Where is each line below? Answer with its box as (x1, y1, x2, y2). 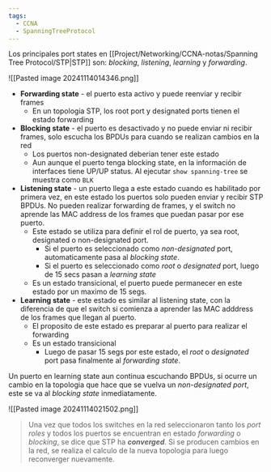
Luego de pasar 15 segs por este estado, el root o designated (44, 347, 249, 357)
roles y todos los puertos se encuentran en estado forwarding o (28, 428, 241, 438)
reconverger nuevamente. (28, 454, 115, 464)
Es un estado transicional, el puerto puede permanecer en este (32, 279, 243, 288)
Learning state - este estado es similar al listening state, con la (19, 296, 231, 305)
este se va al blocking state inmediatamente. (8, 389, 158, 398)
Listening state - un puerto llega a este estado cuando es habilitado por (19, 184, 261, 193)
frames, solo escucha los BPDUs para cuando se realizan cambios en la (19, 132, 260, 142)
